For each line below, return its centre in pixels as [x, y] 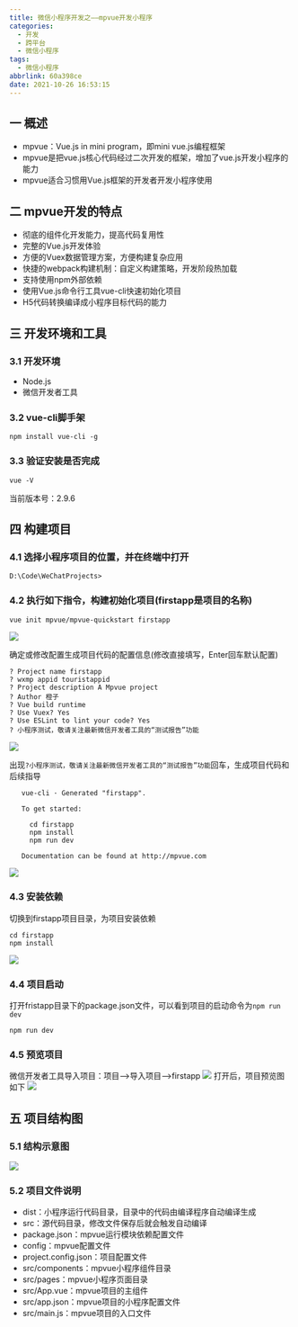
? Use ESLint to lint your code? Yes [80, 721]
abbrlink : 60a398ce [46, 76]
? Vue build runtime [48, 704]
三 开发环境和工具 [58, 333]
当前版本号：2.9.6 [43, 498]
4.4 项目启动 [37, 984]
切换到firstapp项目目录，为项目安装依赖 [83, 918]
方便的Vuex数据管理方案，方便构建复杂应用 [103, 257]
